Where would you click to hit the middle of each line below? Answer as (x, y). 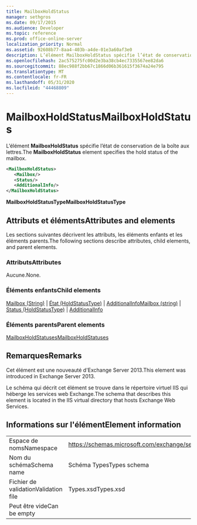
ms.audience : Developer (35, 28)
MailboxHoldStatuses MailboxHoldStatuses (57, 337)
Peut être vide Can (34, 506)
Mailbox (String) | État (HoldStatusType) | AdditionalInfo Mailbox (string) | (94, 303)
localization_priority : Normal (44, 45)
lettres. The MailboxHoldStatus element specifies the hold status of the (92, 152)
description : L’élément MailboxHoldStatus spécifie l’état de (84, 55)
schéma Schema (31, 465)
